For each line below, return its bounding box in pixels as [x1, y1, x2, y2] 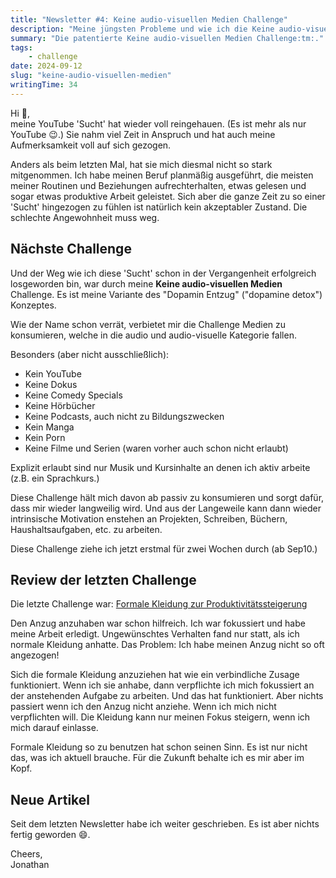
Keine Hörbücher [24, 399, 96, 411]
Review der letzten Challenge [10, 571, 197, 588]
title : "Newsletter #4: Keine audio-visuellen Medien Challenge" [10, 14, 288, 25]
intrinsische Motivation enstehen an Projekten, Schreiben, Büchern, [10, 512, 288, 525]
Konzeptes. [10, 299, 57, 311]
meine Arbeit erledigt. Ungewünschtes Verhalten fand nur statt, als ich [10, 628, 300, 640]
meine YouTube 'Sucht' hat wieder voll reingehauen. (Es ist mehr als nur [10, 117, 307, 130]
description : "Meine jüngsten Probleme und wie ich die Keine [10, 24, 275, 34]
